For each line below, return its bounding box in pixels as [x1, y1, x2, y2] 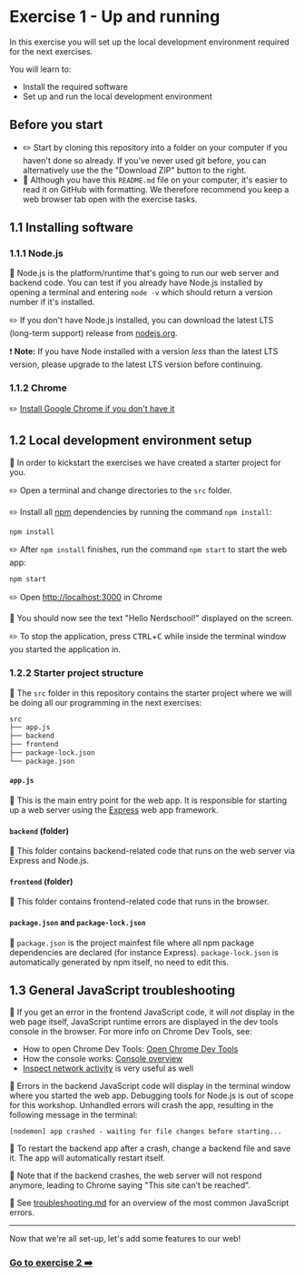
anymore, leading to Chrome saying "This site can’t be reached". [9, 1180, 251, 1191]
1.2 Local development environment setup [9, 433, 252, 449]
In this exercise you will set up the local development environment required [9, 36, 290, 47]
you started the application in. [9, 644, 121, 655]
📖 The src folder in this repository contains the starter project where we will [9, 688, 292, 698]
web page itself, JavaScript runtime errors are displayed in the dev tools [9, 1016, 279, 1027]
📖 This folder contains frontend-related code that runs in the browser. [9, 896, 270, 907]
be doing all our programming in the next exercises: [9, 697, 202, 708]
